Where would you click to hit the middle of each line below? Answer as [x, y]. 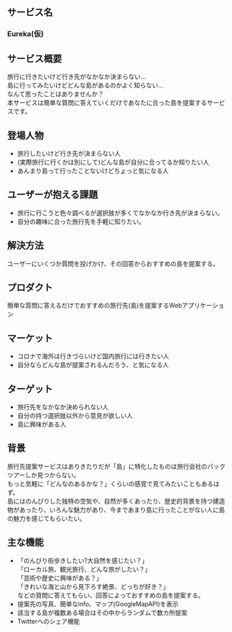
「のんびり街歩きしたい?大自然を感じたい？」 [82, 560]
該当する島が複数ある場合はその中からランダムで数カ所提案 [102, 613]
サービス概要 [35, 59]
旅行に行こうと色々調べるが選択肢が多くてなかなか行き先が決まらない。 [120, 213]
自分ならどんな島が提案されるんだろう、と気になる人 [93, 365]
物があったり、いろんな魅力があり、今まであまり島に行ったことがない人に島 [116, 510]
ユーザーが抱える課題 [53, 195]
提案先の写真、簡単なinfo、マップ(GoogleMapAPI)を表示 [98, 604]
